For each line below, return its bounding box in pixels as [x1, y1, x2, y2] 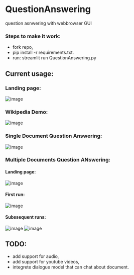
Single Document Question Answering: [5, 132, 102, 139]
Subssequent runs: [5, 214, 46, 220]
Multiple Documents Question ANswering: [5, 156, 111, 163]
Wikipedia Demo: [5, 108, 48, 115]
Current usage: [5, 69, 54, 78]
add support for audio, [12, 253, 59, 259]
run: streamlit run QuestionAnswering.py [12, 55, 96, 61]
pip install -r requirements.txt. [12, 49, 74, 56]
